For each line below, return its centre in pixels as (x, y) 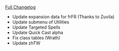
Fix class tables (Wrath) (36, 38)
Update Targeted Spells (36, 27)
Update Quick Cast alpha (38, 32)
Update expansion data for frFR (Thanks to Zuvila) (63, 17)
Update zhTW (26, 43)
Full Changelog (20, 7)
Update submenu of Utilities (41, 22)
